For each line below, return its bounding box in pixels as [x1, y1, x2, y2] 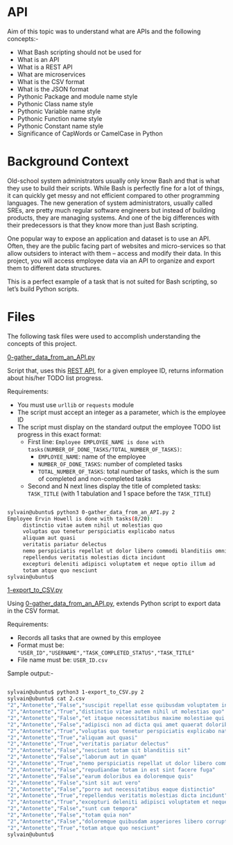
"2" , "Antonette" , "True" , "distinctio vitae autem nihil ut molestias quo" [7, 708, 225, 716]
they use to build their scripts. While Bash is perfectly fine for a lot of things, [7, 183, 225, 192]
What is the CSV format [17, 77, 85, 85]
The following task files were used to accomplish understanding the [7, 331, 201, 341]
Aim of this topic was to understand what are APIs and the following [7, 27, 201, 35]
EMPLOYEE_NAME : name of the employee [37, 452, 146, 461]
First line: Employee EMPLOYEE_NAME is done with [27, 437, 165, 445]
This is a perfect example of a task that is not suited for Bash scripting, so [7, 277, 218, 286]
